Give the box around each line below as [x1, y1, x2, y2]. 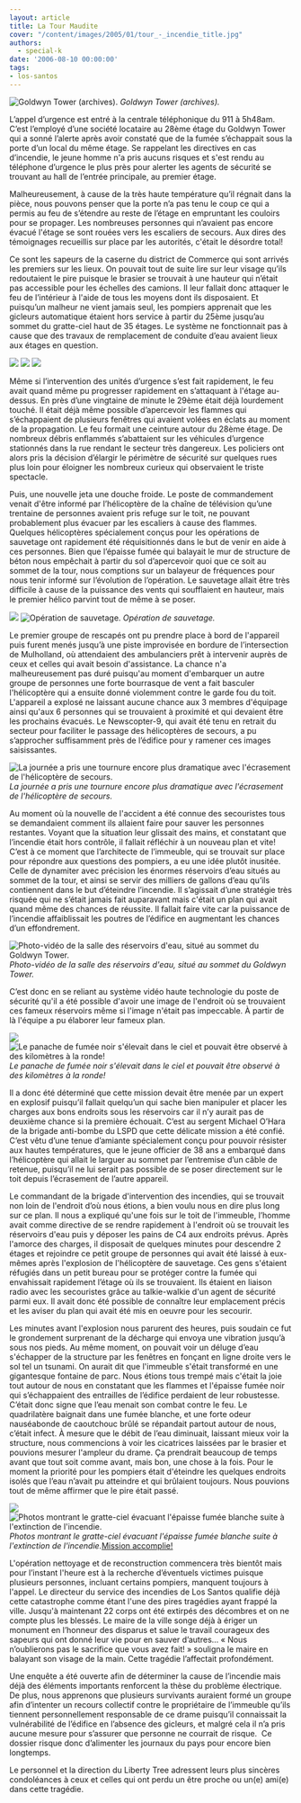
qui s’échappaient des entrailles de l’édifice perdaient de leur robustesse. [9, 1389, 280, 1400]
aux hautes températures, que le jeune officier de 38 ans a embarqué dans [9, 1144, 286, 1156]
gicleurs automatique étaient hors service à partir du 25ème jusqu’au [9, 311, 265, 322]
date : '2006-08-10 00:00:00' [9, 55, 119, 64]
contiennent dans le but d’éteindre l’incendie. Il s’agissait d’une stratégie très [9, 884, 292, 895]
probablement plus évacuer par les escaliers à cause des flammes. [9, 517, 258, 528]
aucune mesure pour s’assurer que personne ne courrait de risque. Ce [9, 1727, 272, 1738]
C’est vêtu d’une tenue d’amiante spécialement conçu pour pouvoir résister [9, 1135, 288, 1146]
